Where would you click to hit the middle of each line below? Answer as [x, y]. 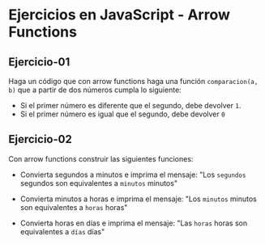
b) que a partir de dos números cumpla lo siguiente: [95, 90]
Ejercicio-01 [39, 62]
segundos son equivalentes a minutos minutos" [99, 183]
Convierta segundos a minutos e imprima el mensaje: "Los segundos [133, 175]
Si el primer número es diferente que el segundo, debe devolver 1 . [130, 105]
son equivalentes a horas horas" [74, 207]
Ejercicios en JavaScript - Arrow [120, 15]
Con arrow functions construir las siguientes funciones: [101, 158]
